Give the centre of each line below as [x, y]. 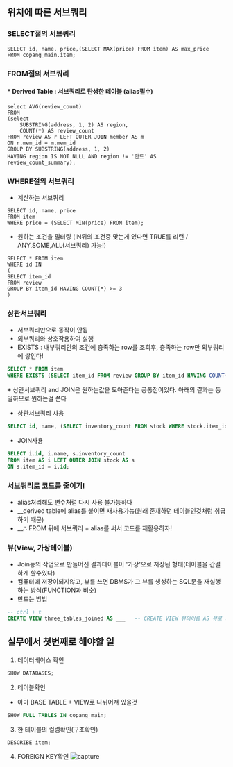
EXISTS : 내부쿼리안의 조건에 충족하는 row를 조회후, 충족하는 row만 [109, 347]
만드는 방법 [32, 599]
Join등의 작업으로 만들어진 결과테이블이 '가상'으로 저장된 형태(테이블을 [112, 564]
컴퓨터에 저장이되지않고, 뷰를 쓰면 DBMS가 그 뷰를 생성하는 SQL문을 [110, 582]
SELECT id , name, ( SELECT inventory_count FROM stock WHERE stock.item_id [118, 427]
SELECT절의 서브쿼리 [42, 34]
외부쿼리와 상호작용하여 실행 [55, 339]
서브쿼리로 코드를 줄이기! [46, 486]
